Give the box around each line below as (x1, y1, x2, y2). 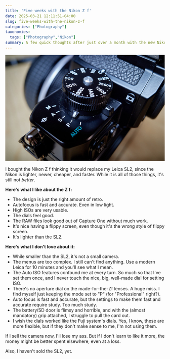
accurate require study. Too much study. (12, 302, 97, 308)
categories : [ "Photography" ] (5, 24, 67, 29)
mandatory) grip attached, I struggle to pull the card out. (12, 313, 130, 319)
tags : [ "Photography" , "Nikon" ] (10, 35, 76, 40)
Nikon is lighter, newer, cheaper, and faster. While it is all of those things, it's (5, 172, 164, 178)
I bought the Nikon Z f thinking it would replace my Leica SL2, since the (5, 166, 154, 172)
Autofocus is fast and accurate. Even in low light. (12, 202, 115, 208)
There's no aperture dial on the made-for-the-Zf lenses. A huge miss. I (12, 286, 160, 292)
